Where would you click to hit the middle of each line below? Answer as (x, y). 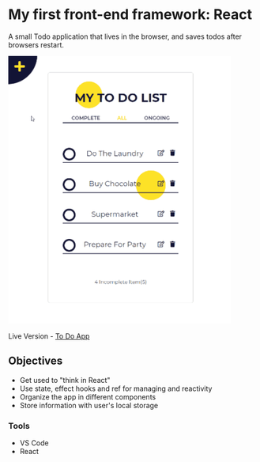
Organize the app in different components (88, 396)
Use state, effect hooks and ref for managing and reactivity (116, 388)
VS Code (34, 443)
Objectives (36, 361)
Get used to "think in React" (65, 380)
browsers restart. (36, 44)
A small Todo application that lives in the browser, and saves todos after (125, 36)
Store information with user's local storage (89, 405)
